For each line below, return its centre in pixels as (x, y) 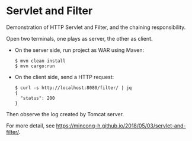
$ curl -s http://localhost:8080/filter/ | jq (73, 88)
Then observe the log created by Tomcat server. (65, 114)
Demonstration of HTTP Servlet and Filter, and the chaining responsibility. (96, 27)
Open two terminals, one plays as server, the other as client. (79, 38)
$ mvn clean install (40, 61)
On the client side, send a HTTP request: (64, 77)
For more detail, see (31, 126)
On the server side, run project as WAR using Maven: (79, 50)
